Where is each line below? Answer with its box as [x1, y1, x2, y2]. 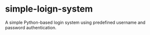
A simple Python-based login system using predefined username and [5, 19, 146, 25]
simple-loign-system [5, 3, 93, 15]
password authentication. [5, 24, 57, 30]
